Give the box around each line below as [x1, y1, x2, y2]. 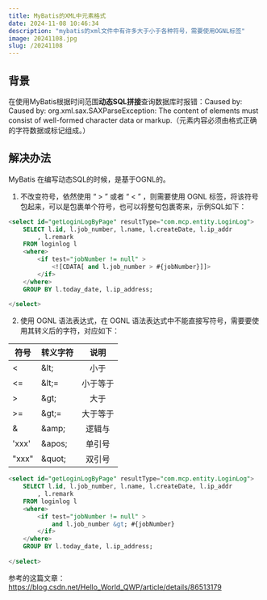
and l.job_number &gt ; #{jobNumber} [51, 520, 175, 528]
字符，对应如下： [62, 326, 119, 336]
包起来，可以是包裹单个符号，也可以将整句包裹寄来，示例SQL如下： [19, 201, 247, 211]
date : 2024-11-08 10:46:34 [8, 19, 99, 27]
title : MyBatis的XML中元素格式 [8, 11, 106, 20]
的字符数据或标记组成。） [8, 125, 90, 135]
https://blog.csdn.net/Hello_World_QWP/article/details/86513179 [8, 582, 222, 592]
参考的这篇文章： [8, 573, 65, 582]
